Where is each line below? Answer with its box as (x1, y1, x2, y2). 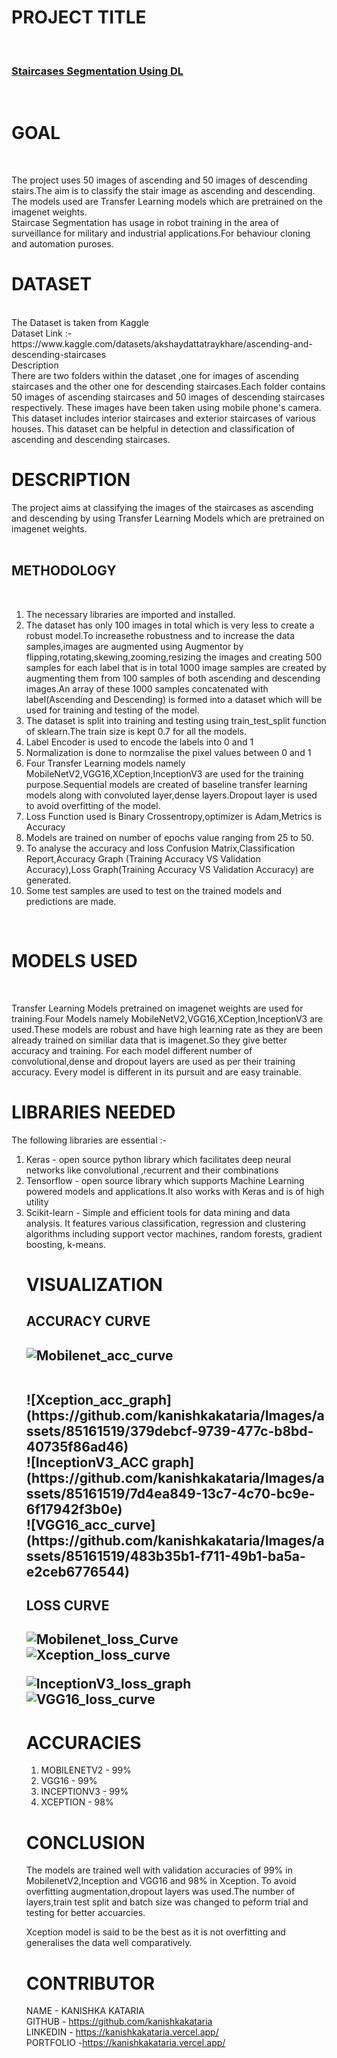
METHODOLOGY (11, 562, 117, 580)
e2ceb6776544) (25, 1563, 130, 1580)
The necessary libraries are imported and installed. (25, 608, 236, 620)
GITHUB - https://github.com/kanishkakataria (25, 2016, 213, 2028)
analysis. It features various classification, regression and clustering (25, 1217, 306, 1229)
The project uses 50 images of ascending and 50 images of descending (11, 174, 308, 186)
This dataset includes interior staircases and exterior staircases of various (11, 412, 316, 425)
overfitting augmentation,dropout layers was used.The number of (25, 1886, 296, 1898)
